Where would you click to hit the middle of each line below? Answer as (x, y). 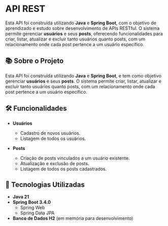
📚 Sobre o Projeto (35, 61)
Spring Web (32, 208)
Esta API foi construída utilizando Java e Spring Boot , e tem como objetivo (83, 76)
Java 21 (21, 197)
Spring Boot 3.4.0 (32, 202)
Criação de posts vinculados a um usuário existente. (75, 158)
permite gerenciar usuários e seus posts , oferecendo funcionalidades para (84, 33)
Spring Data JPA (37, 213)
